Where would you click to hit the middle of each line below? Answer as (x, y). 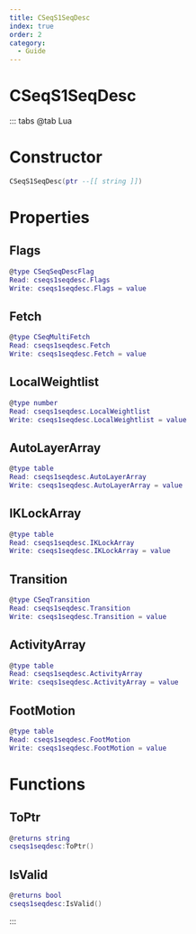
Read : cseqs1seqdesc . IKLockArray (72, 542)
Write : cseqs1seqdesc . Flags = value (78, 288)
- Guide (32, 51)
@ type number (34, 402)
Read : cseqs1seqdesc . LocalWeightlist (80, 412)
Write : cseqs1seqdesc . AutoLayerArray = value (96, 485)
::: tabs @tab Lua (41, 121)
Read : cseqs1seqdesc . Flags (60, 280)
